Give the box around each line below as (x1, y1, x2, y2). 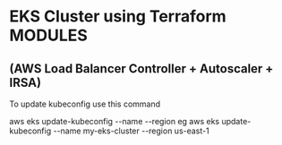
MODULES (9, 25, 88, 46)
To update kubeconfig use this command (9, 98, 161, 109)
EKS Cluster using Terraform (9, 6, 226, 27)
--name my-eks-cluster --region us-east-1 (53, 125, 209, 136)
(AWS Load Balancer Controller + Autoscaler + (9, 61, 274, 76)
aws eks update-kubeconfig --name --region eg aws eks (9, 116, 220, 126)
